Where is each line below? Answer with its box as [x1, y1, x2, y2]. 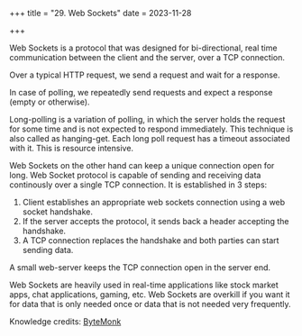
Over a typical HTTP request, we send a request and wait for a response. [9, 69, 280, 80]
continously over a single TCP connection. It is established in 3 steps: [9, 179, 268, 190]
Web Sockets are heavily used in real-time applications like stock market [9, 279, 279, 290]
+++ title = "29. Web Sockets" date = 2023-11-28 [9, 8, 192, 18]
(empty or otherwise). [9, 96, 90, 107]
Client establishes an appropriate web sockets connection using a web [22, 197, 286, 207]
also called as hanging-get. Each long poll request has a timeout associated [9, 133, 290, 143]
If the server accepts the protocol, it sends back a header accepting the [22, 216, 289, 226]
